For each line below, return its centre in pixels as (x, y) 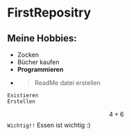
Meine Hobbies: (42, 38)
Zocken (28, 55)
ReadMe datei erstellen (67, 83)
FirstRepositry (49, 13)
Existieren (23, 95)
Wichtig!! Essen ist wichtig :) (49, 125)
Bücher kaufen (38, 62)
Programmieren (40, 69)
